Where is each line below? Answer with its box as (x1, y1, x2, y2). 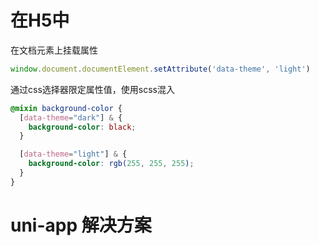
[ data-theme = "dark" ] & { (19, 112, 123, 123)
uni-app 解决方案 (10, 214, 152, 236)
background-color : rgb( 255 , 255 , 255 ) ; (28, 159, 195, 169)
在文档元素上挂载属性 (10, 44, 98, 56)
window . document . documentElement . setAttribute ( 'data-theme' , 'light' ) (10, 64, 311, 74)
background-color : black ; (28, 122, 137, 132)
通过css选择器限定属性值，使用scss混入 (10, 83, 175, 95)
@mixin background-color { (10, 103, 123, 113)
